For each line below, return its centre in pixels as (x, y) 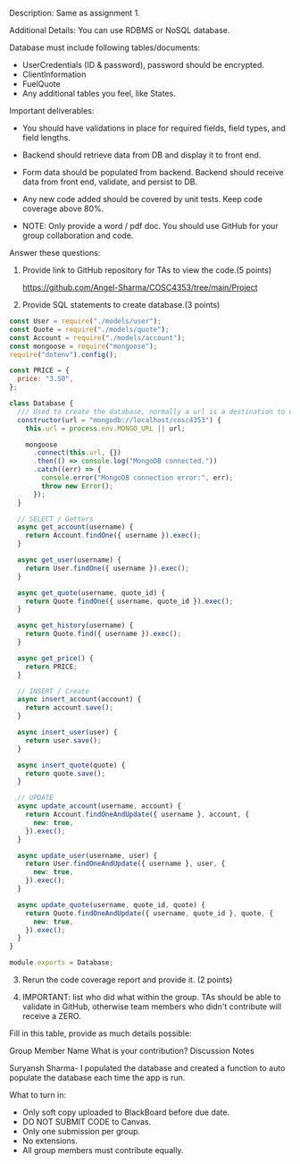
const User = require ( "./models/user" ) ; (86, 321)
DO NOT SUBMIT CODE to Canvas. (87, 1122)
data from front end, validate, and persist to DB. (110, 182)
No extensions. (50, 1141)
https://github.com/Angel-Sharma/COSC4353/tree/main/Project (140, 287)
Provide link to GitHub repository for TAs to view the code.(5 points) (147, 270)
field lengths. (46, 137)
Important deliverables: (52, 110)
